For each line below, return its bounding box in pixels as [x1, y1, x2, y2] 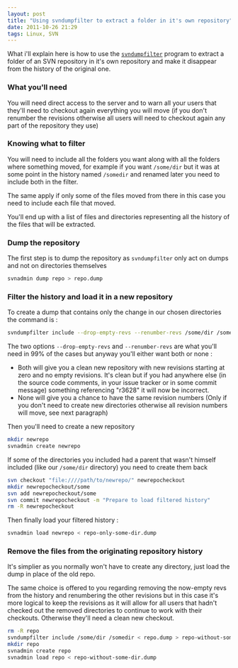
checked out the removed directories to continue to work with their [7, 606, 203, 615]
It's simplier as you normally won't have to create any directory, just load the [7, 562, 230, 571]
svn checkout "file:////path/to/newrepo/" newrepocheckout [7, 477, 186, 484]
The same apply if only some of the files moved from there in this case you [7, 191, 226, 199]
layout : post [7, 10, 46, 18]
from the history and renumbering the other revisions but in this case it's [7, 591, 219, 600]
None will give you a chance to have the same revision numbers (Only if [17, 394, 227, 402]
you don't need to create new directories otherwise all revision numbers [17, 401, 228, 410]
